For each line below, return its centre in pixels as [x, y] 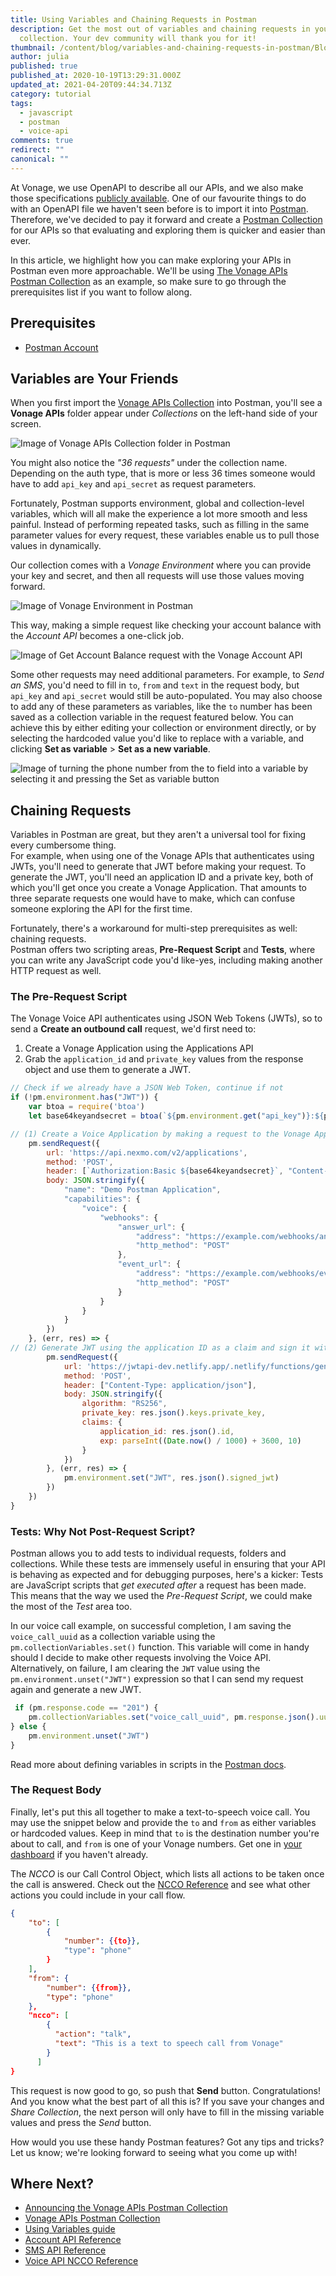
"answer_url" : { [151, 1227]
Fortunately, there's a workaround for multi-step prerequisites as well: [154, 928]
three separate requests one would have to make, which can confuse [153, 898]
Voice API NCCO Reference [81, 2261]
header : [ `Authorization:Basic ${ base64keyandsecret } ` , [165, 1171]
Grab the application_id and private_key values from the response [164, 1059]
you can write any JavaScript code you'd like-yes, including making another [166, 960]
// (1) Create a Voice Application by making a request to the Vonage [160, 1134]
